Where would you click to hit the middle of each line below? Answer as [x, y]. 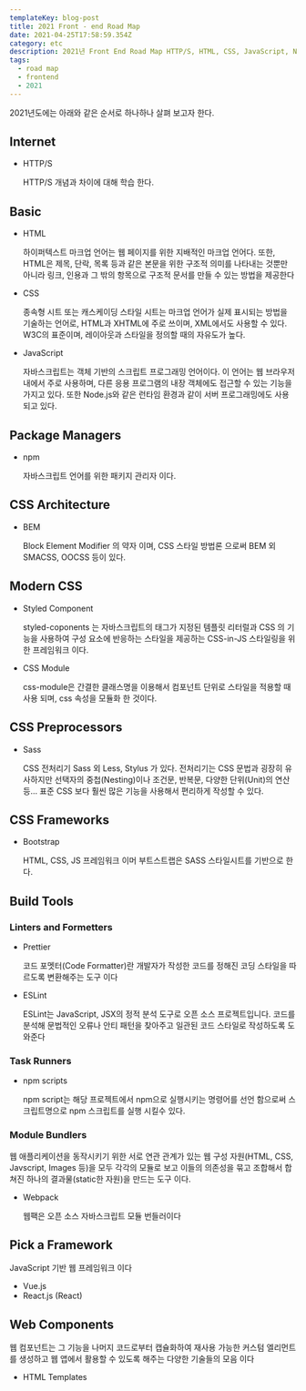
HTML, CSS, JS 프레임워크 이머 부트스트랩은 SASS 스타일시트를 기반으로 [153, 860]
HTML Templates [55, 1377]
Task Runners [41, 1061]
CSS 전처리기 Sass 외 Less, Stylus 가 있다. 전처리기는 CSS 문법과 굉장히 [153, 768]
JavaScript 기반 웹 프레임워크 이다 [71, 1268]
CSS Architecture [60, 505]
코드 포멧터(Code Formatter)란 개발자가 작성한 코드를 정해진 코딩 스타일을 [155, 965]
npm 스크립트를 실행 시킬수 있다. [127, 1111]
